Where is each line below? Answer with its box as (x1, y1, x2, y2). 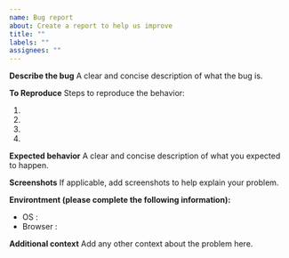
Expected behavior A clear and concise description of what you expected (9, 150, 281, 161)
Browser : (21, 222, 58, 232)
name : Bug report (9, 12, 74, 22)
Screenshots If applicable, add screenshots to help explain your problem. (9, 177, 279, 188)
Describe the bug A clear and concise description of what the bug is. (9, 70, 263, 81)
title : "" (9, 29, 46, 38)
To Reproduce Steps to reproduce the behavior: (9, 88, 185, 99)
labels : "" (9, 37, 50, 47)
